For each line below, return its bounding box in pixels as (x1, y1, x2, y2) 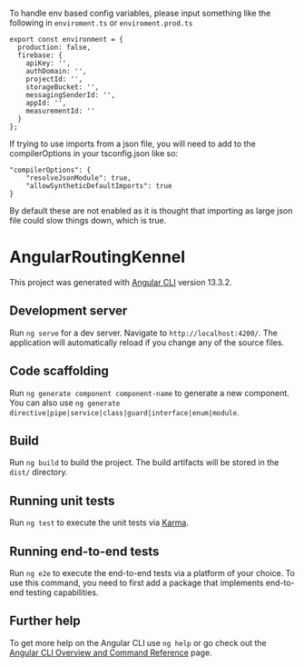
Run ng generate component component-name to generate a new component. (9, 387, 290, 398)
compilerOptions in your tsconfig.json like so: (9, 148, 179, 158)
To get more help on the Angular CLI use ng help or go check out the (9, 637, 267, 648)
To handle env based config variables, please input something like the (9, 8, 271, 18)
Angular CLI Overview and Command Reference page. (9, 647, 212, 658)
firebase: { (17, 51, 64, 60)
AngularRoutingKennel (9, 247, 186, 267)
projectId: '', (25, 75, 83, 84)
